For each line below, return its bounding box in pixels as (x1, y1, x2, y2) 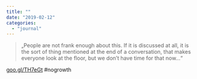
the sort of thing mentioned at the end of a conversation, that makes (21, 48, 192, 56)
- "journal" (11, 25, 42, 32)
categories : (6, 20, 36, 26)
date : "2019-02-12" (6, 14, 56, 20)
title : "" (6, 8, 31, 15)
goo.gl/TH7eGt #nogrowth (6, 66, 71, 74)
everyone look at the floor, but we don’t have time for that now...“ (21, 54, 183, 62)
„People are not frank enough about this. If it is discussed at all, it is (21, 42, 189, 49)
